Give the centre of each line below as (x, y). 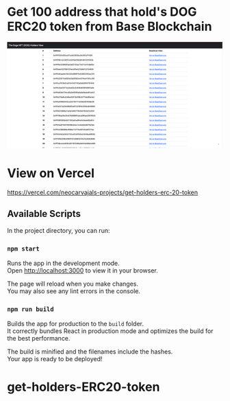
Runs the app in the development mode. (63, 263)
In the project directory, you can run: (59, 230)
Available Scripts (44, 214)
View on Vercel (51, 173)
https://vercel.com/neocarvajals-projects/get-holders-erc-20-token (103, 192)
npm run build (30, 309)
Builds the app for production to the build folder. (76, 324)
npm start (23, 249)
